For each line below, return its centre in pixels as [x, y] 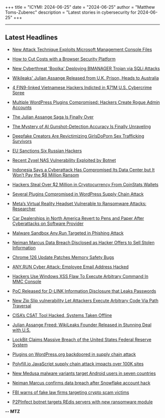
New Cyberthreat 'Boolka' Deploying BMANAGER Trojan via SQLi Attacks [86, 68]
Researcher [24, 209]
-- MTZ [13, 411]
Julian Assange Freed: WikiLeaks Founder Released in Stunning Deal [82, 325]
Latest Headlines [31, 38]
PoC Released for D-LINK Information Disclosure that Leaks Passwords [84, 291]
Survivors [22, 141]
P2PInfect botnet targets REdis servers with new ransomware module [82, 402]
